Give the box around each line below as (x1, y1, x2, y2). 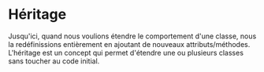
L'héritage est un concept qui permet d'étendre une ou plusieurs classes (8, 48, 244, 57)
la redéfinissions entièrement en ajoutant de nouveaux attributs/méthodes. (8, 39, 251, 49)
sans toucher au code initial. (8, 56, 100, 66)
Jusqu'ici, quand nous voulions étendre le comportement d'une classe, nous (8, 31, 257, 41)
